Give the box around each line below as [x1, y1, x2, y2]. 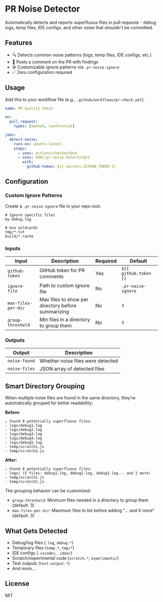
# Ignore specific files [5, 212, 55, 217]
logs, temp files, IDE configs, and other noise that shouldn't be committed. [5, 24, 154, 30]
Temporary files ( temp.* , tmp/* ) [12, 545, 74, 550]
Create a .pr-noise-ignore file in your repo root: [5, 203, 101, 209]
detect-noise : [9, 137, 38, 142]
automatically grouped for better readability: [5, 400, 93, 406]
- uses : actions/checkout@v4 [17, 151, 77, 155]
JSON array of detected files [39, 365, 105, 372]
